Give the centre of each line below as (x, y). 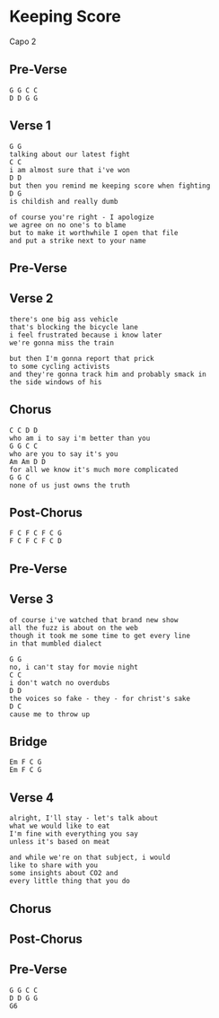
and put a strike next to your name (78, 241)
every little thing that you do (70, 882)
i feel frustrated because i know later (86, 335)
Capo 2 (23, 41)
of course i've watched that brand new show (94, 620)
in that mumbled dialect (56, 644)
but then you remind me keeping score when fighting (110, 186)
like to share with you (54, 865)
